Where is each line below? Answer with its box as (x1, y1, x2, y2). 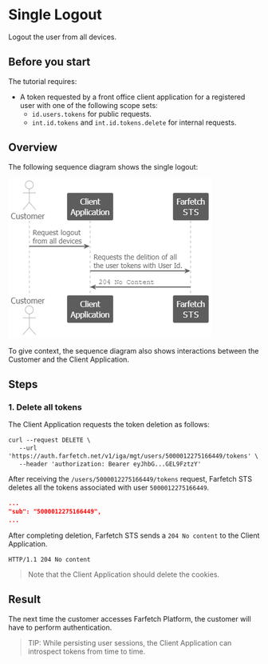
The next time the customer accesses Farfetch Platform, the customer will (8, 614, 251, 623)
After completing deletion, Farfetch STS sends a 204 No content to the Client (8, 530, 260, 540)
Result (8, 593, 41, 606)
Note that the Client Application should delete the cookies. (27, 570, 220, 579)
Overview (8, 141, 58, 154)
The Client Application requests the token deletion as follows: (8, 420, 210, 430)
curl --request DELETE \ (8, 436, 91, 445)
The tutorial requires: (8, 76, 77, 86)
